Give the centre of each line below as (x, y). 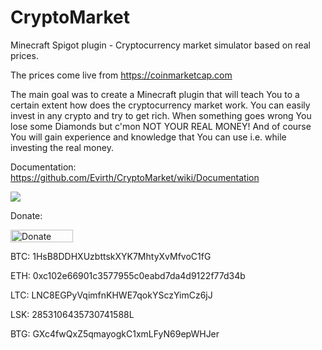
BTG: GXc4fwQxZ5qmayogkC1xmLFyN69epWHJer (115, 333)
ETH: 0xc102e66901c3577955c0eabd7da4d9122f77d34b (128, 275)
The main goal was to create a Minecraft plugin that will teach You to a (155, 94)
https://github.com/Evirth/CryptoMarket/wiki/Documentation (135, 177)
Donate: (26, 215)
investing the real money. (62, 147)
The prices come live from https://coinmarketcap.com (121, 75)
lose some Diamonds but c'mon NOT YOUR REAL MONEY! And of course (161, 126)
